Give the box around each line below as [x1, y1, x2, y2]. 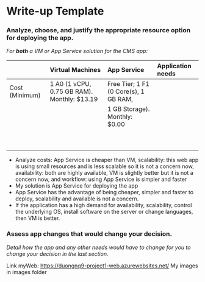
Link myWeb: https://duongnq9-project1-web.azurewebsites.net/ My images [6, 262, 198, 269]
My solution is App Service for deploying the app [15, 182, 138, 189]
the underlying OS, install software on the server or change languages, [15, 208, 193, 216]
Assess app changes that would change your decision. [6, 230, 173, 238]
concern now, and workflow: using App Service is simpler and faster [15, 175, 187, 183]
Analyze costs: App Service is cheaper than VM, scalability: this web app [15, 157, 199, 164]
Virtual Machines [49, 66, 101, 74]
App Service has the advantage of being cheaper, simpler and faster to [15, 189, 194, 196]
